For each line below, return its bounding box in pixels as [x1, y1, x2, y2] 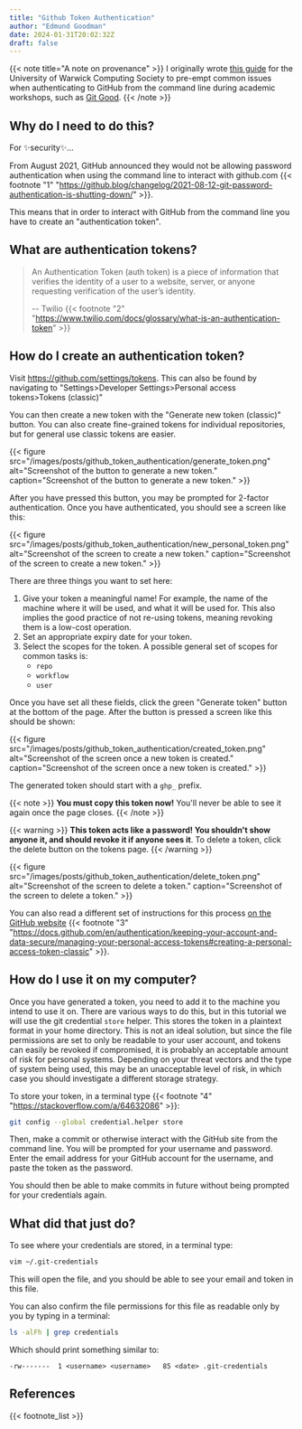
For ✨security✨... [9, 142, 74, 154]
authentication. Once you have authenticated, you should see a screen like [9, 502, 287, 512]
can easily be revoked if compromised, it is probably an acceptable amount [9, 1044, 288, 1055]
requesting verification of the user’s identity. [31, 286, 197, 296]
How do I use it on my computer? [9, 973, 197, 988]
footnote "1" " [9, 180, 60, 191]
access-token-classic [9, 945, 90, 956]
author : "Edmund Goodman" [9, 22, 106, 31]
